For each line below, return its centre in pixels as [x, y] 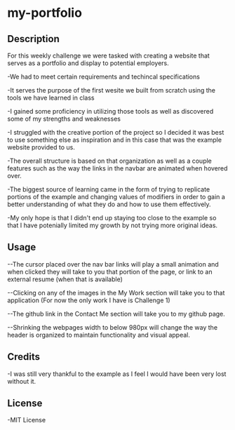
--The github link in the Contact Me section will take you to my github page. [116, 314]
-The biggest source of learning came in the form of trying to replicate [109, 189]
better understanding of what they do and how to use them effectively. [109, 204]
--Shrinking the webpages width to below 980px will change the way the [113, 327]
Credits [24, 357]
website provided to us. [41, 147]
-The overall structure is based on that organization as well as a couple [110, 161]
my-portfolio [45, 13]
